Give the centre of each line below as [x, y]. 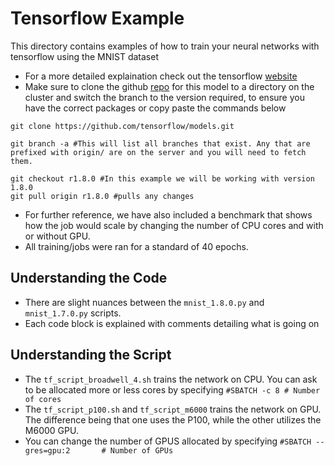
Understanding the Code [89, 278]
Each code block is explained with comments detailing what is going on [172, 323]
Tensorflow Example [97, 18]
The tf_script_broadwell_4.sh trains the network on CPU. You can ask [171, 379]
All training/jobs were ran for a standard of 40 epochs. [136, 246]
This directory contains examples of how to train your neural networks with [165, 46]
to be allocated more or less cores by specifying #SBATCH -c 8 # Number [172, 389]
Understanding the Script [91, 355]
